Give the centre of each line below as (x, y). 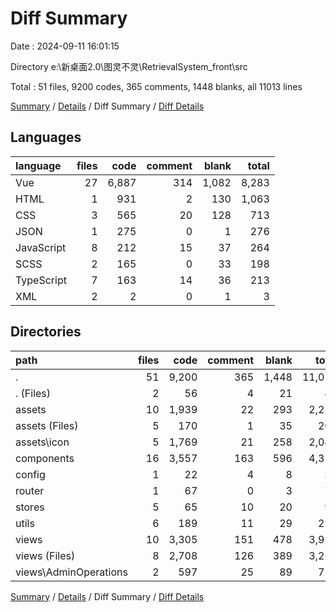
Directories (46, 332)
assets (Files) (47, 425)
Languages (46, 137)
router (30, 490)
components (45, 458)
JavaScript (41, 247)
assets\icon (42, 442)
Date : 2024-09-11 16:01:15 (65, 46)
